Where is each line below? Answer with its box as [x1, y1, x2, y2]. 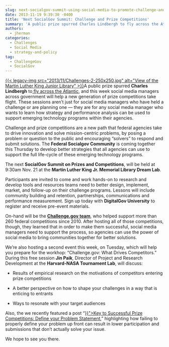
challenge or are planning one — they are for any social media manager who [5, 104, 163, 110]
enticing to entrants [12, 291, 53, 297]
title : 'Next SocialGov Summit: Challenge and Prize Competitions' [5, 17, 150, 22]
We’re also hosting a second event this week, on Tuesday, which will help [5, 244, 157, 250]
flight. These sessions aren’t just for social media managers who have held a [5, 99, 164, 105]
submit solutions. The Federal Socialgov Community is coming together [5, 141, 155, 147]
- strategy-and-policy [10, 49, 57, 54]
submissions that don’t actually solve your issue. [5, 326, 106, 332]
